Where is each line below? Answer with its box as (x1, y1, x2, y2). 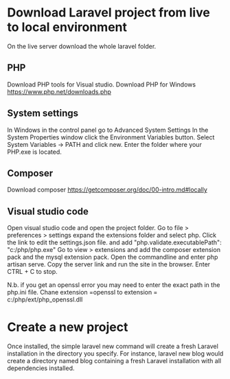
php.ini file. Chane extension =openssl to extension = (7, 288, 158, 297)
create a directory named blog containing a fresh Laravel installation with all (7, 357, 222, 365)
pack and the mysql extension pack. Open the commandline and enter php (7, 253, 218, 262)
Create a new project (7, 319, 128, 335)
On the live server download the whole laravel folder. (7, 42, 157, 50)
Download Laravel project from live (7, 5, 211, 21)
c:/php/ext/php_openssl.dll (7, 295, 83, 303)
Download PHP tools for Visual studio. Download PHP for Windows (7, 80, 196, 89)
